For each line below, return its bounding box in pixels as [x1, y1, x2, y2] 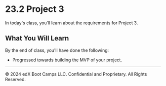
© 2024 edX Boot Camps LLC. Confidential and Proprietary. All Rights [5, 71, 147, 77]
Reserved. [5, 76, 26, 82]
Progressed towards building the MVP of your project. [12, 57, 122, 63]
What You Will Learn [5, 34, 69, 43]
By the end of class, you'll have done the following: [5, 47, 109, 53]
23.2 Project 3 [5, 3, 64, 15]
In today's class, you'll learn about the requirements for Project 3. [5, 20, 138, 26]
